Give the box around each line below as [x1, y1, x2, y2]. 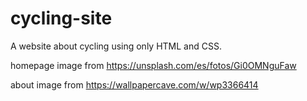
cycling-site [10, 7, 113, 30]
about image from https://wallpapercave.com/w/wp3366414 [10, 78, 259, 91]
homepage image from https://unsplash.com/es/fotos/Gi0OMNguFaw [10, 59, 297, 71]
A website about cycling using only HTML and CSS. [10, 40, 222, 52]
